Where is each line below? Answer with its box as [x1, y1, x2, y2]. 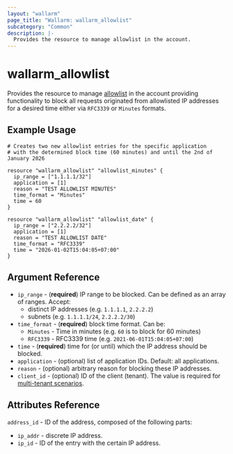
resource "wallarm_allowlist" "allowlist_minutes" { [7, 167, 163, 174]
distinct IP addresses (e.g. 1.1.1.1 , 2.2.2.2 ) [27, 305, 154, 313]
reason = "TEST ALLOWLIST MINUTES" [13, 186, 117, 192]
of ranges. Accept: [17, 297, 71, 305]
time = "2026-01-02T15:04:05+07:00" [13, 246, 120, 253]
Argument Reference [7, 271, 100, 283]
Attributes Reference [7, 399, 100, 411]
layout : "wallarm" [7, 10, 61, 17]
